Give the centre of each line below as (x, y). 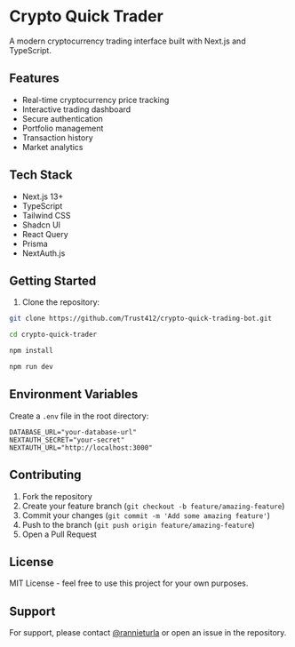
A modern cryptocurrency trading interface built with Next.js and (128, 41)
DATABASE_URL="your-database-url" (73, 432)
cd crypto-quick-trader (53, 335)
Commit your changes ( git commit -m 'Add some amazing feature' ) (146, 515)
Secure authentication (63, 118)
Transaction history (57, 137)
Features (34, 79)
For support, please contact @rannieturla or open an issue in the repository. (148, 633)
